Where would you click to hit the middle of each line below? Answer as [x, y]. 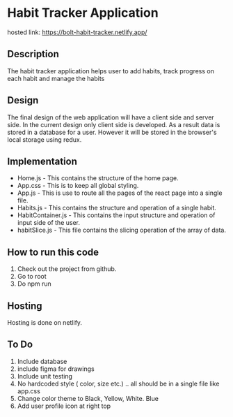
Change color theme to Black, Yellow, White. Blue [88, 398]
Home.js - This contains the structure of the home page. [98, 178]
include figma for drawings [56, 369]
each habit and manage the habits [56, 78]
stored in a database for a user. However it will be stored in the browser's [112, 132]
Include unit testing [45, 376]
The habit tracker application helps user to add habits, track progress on [111, 71]
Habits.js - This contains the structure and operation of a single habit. [117, 208]
